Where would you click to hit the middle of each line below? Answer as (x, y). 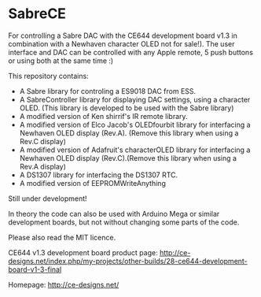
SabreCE (37, 14)
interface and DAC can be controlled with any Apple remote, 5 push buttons (131, 52)
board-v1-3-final (35, 269)
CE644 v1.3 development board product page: (83, 252)
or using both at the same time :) (61, 61)
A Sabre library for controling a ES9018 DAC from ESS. (108, 91)
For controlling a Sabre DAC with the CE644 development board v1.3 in (123, 35)
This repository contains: (48, 76)
